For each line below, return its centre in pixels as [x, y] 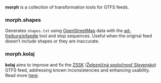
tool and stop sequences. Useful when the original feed [96, 36]
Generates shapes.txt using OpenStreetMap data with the [64, 31]
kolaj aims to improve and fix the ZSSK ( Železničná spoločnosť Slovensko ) [81, 65]
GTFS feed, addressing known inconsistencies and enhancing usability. [78, 70]
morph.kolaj [20, 54]
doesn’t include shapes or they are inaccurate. [52, 41]
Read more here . [22, 75]
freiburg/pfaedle [22, 36]
